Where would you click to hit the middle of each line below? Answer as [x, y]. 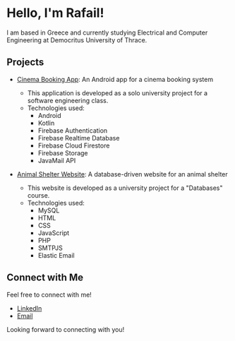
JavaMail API [57, 160]
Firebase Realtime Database [79, 138]
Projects [25, 62]
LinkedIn [29, 308]
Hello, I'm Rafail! [55, 13]
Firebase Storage [63, 152]
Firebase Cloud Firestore [74, 145]
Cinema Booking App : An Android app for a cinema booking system [115, 79]
